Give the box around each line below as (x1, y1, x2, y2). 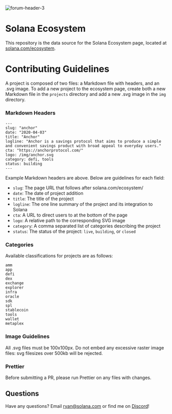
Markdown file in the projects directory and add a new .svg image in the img (5, 91, 166, 97)
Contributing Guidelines (5, 63, 110, 75)
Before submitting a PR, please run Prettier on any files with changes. (5, 374, 152, 381)
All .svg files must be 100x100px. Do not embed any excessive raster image (5, 344, 164, 351)
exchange (5, 281, 24, 286)
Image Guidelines (5, 333, 50, 340)
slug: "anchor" (5, 126, 38, 131)
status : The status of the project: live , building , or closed (12, 228, 136, 234)
